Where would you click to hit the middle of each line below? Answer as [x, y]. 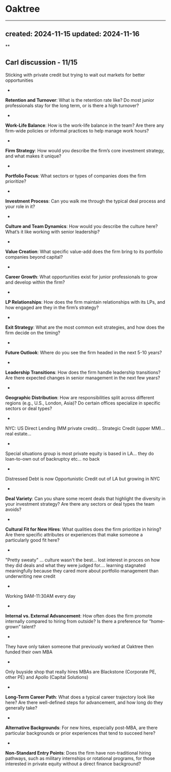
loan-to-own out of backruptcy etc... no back [53, 459]
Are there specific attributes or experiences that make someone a [74, 534]
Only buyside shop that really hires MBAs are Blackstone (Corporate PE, [81, 672]
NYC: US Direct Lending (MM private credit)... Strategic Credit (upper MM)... [85, 428]
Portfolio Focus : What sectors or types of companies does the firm [76, 176]
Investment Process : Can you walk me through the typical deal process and [85, 201]
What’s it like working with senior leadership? [53, 232]
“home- [157, 621]
